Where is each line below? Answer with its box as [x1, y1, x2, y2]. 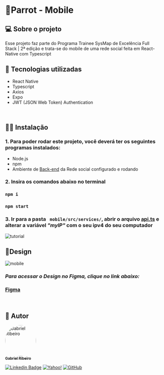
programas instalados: [5, 144, 61, 151]
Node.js [12, 155, 29, 161]
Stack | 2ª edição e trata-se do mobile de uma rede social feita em [5, 46, 140, 51]
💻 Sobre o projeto [5, 25, 62, 33]
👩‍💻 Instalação [5, 123, 48, 132]
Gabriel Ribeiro [5, 356, 31, 361]
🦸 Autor [5, 312, 29, 320]
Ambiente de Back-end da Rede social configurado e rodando [12, 166, 138, 172]
